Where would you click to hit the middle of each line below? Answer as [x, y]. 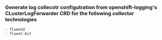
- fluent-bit [18, 34]
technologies [21, 20]
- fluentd [15, 30]
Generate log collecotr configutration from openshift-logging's [81, 7]
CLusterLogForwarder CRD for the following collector [70, 13]
